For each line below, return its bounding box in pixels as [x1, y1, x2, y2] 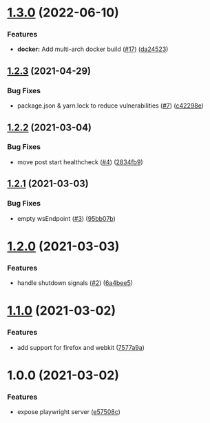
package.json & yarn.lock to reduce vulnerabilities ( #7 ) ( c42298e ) [17, 101, 204, 110]
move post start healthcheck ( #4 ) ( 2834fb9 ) [17, 157, 143, 166]
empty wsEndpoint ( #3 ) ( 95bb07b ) [17, 214, 116, 222]
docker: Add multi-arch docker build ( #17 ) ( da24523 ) [17, 45, 169, 53]
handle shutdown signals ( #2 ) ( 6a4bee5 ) [17, 279, 133, 287]
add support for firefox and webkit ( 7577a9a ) [17, 343, 145, 351]
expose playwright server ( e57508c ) [17, 408, 120, 415]
